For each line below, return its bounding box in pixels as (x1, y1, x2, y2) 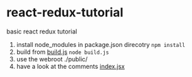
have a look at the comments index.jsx (16, 62, 125, 70)
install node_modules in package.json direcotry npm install (16, 40, 186, 48)
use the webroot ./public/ (16, 55, 88, 63)
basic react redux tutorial (6, 27, 77, 35)
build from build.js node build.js (16, 48, 109, 56)
